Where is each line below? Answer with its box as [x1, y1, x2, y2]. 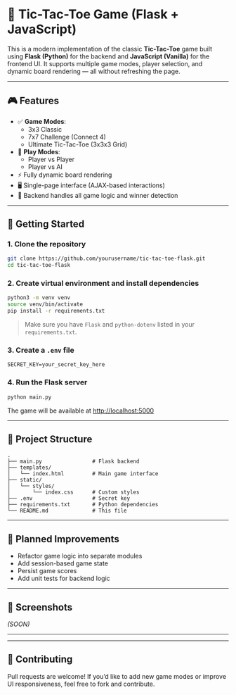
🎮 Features [7, 95, 60, 107]
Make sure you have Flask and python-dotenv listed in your [24, 320, 195, 329]
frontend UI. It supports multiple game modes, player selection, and [7, 59, 203, 68]
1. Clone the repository [7, 239, 86, 249]
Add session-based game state [17, 559, 109, 568]
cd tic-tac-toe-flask [7, 262, 71, 269]
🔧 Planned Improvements [7, 533, 119, 545]
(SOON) [7, 620, 30, 629]
